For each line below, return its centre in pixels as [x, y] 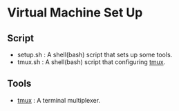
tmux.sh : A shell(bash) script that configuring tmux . [91, 62]
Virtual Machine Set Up [75, 13]
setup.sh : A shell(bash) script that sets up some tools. [95, 54]
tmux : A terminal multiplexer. [59, 100]
